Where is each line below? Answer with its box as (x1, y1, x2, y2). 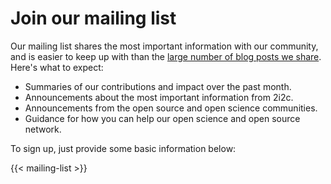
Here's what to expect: (10, 61, 104, 73)
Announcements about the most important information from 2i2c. (24, 91, 294, 103)
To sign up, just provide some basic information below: (10, 142, 237, 154)
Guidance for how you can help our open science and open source (24, 112, 301, 124)
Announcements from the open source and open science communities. (24, 102, 318, 114)
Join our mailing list (10, 7, 177, 30)
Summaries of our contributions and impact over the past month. (24, 80, 292, 92)
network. (24, 123, 62, 135)
